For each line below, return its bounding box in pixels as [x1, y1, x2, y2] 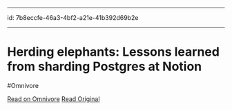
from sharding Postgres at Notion [7, 59, 202, 74]
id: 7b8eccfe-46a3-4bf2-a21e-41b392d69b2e [7, 14, 139, 21]
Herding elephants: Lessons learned [7, 44, 220, 60]
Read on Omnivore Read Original [7, 94, 100, 103]
